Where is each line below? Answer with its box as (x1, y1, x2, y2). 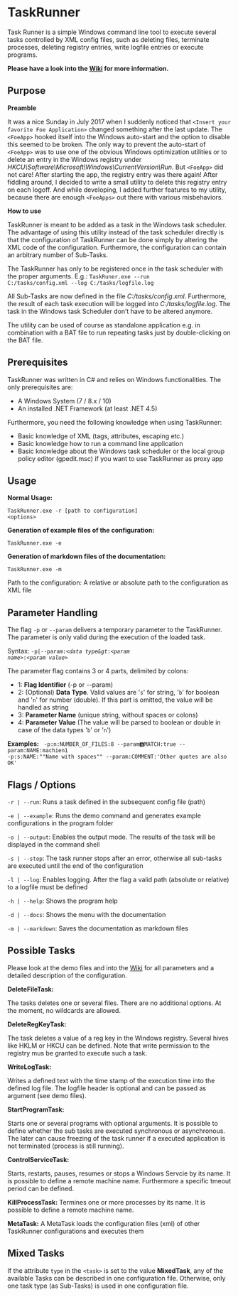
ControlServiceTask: (7, 1155, 70, 1163)
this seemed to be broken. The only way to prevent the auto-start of (7, 140, 206, 148)
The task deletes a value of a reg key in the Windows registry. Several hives (7, 1033, 229, 1042)
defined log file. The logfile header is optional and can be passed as (7, 1084, 207, 1092)
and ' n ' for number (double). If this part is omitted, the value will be (17, 695, 213, 704)
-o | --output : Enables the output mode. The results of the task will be (7, 832, 215, 841)
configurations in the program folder (7, 819, 114, 827)
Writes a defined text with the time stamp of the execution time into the (7, 1076, 215, 1085)
